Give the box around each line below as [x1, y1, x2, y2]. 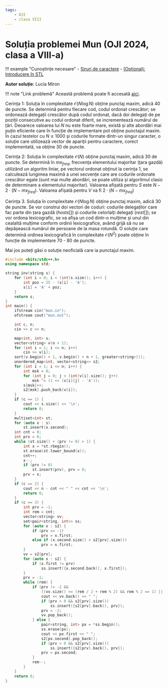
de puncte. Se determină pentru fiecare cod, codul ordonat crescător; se [5, 107, 156, 113]
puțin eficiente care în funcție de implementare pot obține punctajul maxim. [5, 128, 161, 134]
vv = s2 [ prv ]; [23, 552, 53, 557]
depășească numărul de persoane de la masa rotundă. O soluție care [5, 225, 148, 231]
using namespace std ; [5, 261, 51, 267]
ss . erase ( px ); [41, 627, 71, 632]
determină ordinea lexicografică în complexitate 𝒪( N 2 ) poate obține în [5, 231, 149, 238]
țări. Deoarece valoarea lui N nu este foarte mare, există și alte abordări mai [5, 122, 162, 129]
